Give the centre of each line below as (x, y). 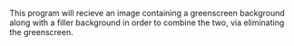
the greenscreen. (42, 32)
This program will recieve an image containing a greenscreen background (147, 13)
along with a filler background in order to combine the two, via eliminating (147, 23)
